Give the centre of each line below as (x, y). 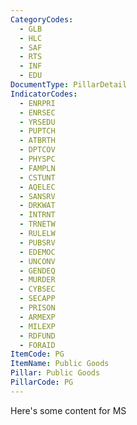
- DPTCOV (37, 150)
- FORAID (37, 345)
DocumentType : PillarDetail (69, 85)
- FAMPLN (37, 168)
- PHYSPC (37, 159)
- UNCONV (37, 261)
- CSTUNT (37, 177)
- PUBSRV (37, 242)
